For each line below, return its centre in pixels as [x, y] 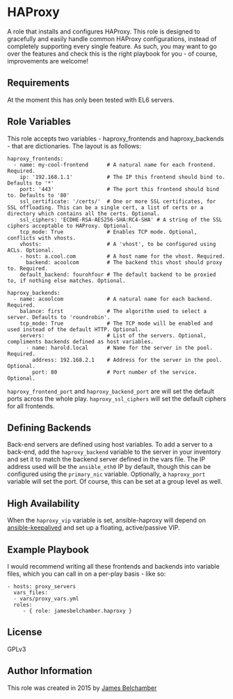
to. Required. [28, 268]
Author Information [50, 671]
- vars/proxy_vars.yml [46, 599]
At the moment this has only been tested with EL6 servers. [91, 100]
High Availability [43, 504]
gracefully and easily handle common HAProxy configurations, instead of [112, 38]
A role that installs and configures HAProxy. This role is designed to [104, 31]
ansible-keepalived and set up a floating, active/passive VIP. [94, 528]
